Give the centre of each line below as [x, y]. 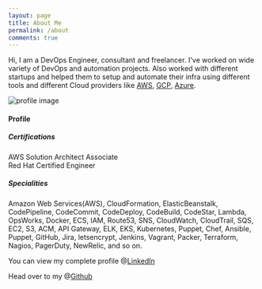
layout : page [30, 15]
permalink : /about [38, 30]
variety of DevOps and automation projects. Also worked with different [123, 69]
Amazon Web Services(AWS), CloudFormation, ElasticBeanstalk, [113, 203]
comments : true [33, 38]
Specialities [28, 184]
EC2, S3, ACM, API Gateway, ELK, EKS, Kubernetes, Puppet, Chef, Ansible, [130, 228]
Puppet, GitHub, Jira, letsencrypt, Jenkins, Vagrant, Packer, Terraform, [123, 237]
